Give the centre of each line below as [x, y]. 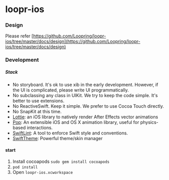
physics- [150, 122]
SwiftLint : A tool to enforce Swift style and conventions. [70, 133]
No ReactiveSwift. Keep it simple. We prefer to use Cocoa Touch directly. [88, 106]
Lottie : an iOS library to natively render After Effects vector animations [85, 117]
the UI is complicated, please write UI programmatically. [71, 90]
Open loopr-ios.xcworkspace [43, 172]
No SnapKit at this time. [37, 112]
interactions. [40, 128]
